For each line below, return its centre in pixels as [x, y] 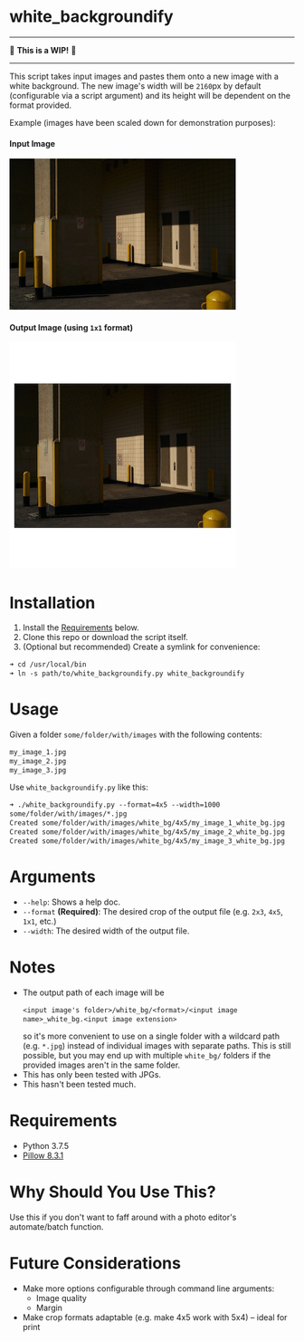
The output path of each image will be [93, 992]
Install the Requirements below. [81, 627]
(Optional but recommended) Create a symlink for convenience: [141, 647]
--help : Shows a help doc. [71, 902]
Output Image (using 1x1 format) [71, 327]
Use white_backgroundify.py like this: [79, 787]
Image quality [62, 1298]
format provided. [41, 105]
